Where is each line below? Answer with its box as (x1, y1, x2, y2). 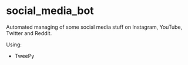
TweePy (14, 52, 35, 59)
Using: (6, 41, 22, 48)
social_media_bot (6, 4, 94, 18)
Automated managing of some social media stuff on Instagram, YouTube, (6, 23, 183, 30)
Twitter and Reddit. (6, 29, 52, 36)
